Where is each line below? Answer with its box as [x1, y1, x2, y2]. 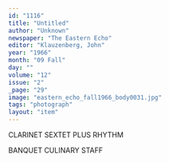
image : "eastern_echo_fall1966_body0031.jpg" [8, 93, 162, 101]
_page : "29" [8, 85, 48, 94]
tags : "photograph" [8, 101, 73, 109]
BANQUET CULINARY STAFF [8, 145, 104, 155]
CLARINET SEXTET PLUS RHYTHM [8, 130, 124, 140]
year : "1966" [8, 49, 52, 57]
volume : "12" [8, 71, 52, 79]
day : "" [8, 64, 34, 72]
